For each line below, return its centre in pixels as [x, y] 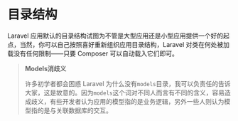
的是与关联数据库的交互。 [75, 110]
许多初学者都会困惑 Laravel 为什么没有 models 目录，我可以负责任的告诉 [128, 83]
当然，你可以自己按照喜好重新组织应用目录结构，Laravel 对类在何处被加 [124, 44]
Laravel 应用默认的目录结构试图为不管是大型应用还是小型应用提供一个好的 [115, 36]
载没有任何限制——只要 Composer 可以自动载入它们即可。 [93, 53]
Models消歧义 [45, 68]
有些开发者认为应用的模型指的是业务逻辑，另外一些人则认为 [137, 101]
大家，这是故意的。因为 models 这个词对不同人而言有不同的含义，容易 [125, 93]
